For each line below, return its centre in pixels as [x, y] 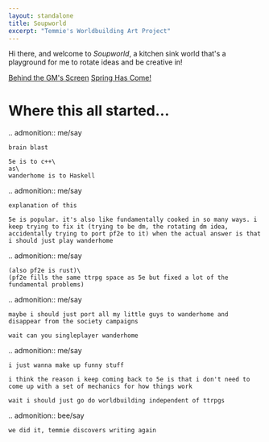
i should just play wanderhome [61, 241]
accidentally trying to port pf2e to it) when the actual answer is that [135, 234]
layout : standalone [41, 16]
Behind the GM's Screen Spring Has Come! [80, 78]
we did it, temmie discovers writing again [83, 431]
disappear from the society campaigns [73, 322]
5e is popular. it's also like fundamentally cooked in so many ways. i [133, 220]
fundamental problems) [46, 285]
